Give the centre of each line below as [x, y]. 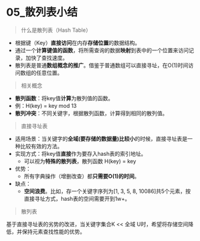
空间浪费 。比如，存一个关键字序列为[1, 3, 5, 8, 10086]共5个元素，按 [107, 191]
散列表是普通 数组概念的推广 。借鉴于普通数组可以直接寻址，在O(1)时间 [102, 65]
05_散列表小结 [42, 12]
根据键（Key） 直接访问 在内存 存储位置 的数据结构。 [77, 43]
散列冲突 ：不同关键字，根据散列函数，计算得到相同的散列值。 [91, 113]
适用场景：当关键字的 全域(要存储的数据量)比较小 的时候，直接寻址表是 [101, 138]
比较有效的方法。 [41, 146]
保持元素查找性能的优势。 [53, 231]
